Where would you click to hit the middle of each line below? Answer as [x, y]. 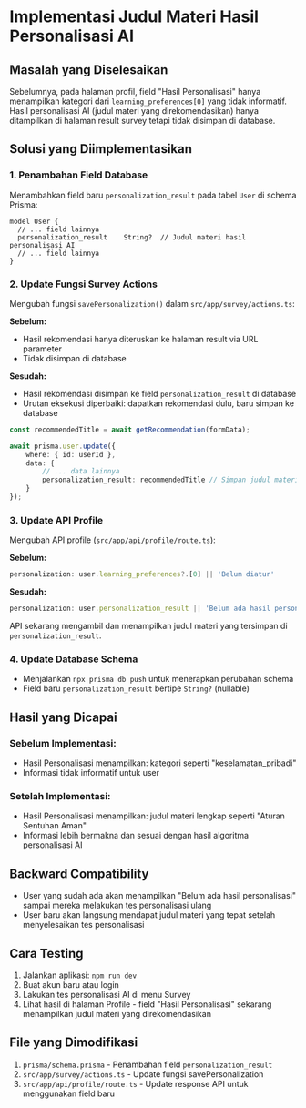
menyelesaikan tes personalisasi [83, 925]
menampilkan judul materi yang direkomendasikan [117, 1013]
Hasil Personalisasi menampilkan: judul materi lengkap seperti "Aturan [153, 816]
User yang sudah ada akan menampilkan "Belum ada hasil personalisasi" [159, 896]
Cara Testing [46, 953]
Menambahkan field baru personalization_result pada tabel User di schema [153, 195]
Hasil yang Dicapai [63, 717]
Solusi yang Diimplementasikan [101, 149]
